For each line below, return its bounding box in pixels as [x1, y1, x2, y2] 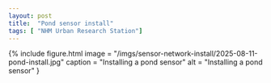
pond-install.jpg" [8, 57, 65, 67]
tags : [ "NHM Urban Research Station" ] [8, 27, 143, 35]
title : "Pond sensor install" [8, 19, 114, 27]
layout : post [8, 11, 53, 20]
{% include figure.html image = [8, 49, 112, 59]
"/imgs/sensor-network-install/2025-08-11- [113, 49, 258, 59]
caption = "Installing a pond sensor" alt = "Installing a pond [66, 57, 263, 67]
